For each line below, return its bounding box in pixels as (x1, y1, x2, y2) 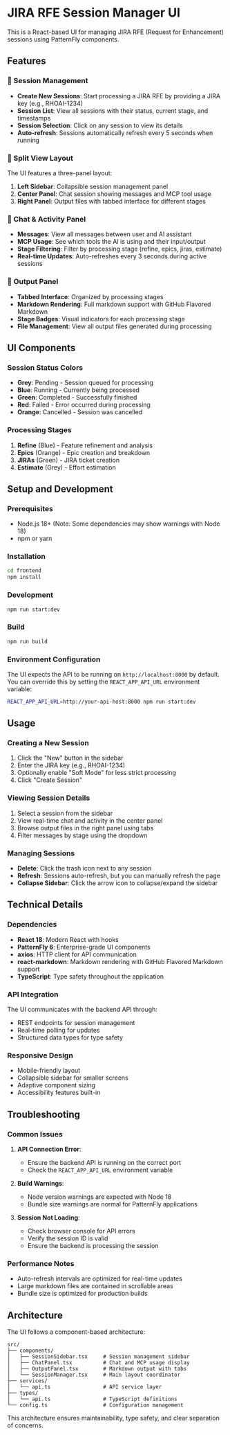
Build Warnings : (17, 1179, 64, 1187)
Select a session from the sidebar (17, 809, 113, 817)
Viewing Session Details (7, 793, 90, 803)
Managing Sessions (7, 848, 75, 858)
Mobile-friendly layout (17, 1067, 81, 1075)
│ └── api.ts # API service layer (7, 1384, 162, 1391)
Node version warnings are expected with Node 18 (27, 1193, 172, 1201)
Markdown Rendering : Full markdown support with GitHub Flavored (17, 300, 211, 308)
